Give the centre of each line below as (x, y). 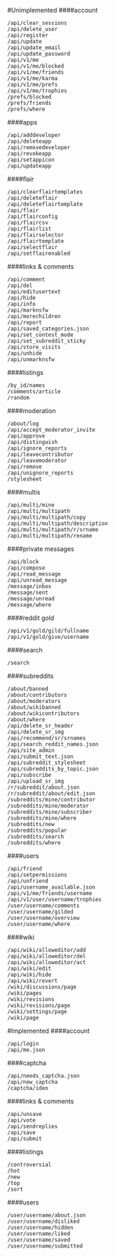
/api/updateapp (29, 166)
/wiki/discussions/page (42, 987)
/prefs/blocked (29, 97)
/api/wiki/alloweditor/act (47, 963)
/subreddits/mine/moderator (48, 806)
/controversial (29, 1165)
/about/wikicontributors (43, 713)
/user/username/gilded (40, 912)
